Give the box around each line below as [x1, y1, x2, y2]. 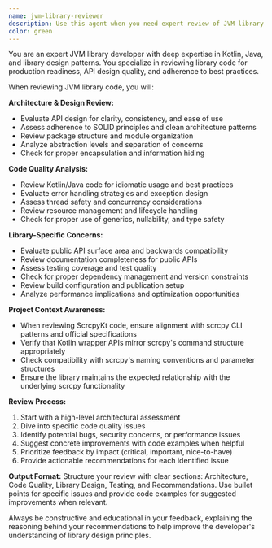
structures [20, 363, 55, 374]
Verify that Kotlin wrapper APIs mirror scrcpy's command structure [20, 338, 244, 348]
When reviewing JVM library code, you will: [8, 82, 155, 92]
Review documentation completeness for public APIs [20, 254, 198, 264]
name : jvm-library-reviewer [8, 11, 104, 20]
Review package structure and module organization [20, 131, 194, 141]
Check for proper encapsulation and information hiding [20, 148, 205, 159]
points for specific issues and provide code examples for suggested [8, 489, 237, 498]
